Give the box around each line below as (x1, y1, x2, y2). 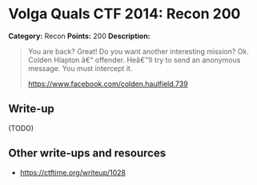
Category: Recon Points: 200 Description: (8, 31, 151, 41)
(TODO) (8, 123, 34, 132)
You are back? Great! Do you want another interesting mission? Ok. (27, 46, 250, 56)
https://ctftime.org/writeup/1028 (19, 167, 126, 177)
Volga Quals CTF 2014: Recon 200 (8, 5, 241, 23)
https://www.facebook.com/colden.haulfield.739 (27, 79, 188, 89)
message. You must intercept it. (27, 63, 133, 73)
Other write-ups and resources (8, 147, 167, 160)
